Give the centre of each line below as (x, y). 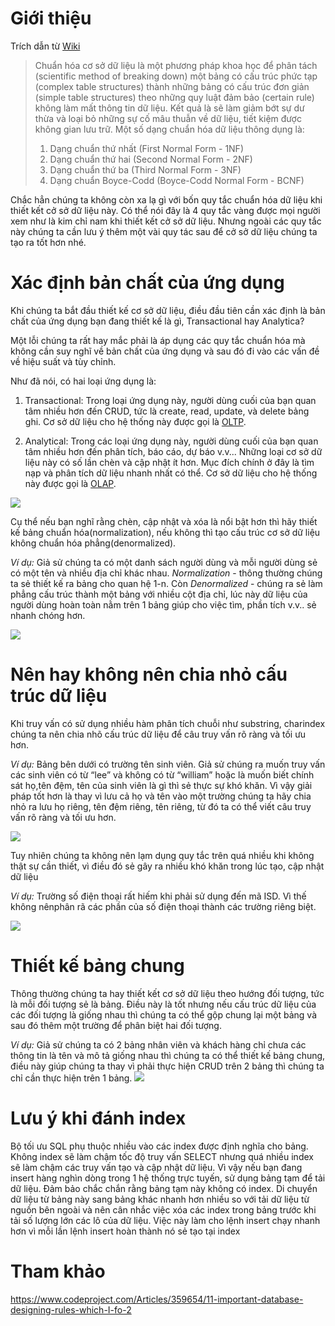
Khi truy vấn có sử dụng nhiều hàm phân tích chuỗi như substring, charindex (168, 723)
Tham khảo (58, 1271)
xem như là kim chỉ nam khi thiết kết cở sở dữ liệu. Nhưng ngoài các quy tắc (166, 221)
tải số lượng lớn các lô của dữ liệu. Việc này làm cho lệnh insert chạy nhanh (165, 1220)
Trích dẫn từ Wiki (45, 46)
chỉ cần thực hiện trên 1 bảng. (71, 1078)
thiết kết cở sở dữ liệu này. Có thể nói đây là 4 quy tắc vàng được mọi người (165, 210)
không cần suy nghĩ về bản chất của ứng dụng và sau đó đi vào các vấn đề (165, 351)
